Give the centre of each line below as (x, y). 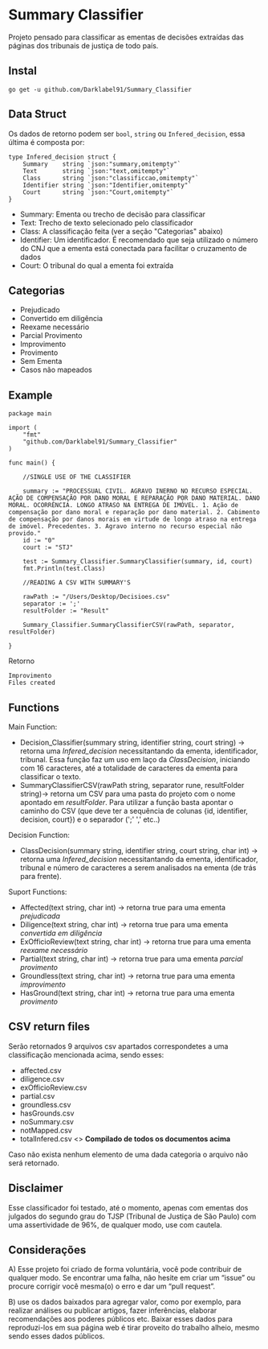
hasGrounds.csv (47, 1113)
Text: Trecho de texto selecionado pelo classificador (107, 222)
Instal (23, 71)
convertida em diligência (61, 933)
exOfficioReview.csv (53, 1087)
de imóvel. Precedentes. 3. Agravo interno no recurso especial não (125, 526)
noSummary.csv (47, 1121)
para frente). (41, 876)
